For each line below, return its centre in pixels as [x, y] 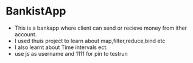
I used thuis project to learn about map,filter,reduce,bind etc [90, 41]
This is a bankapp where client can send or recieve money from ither [101, 28]
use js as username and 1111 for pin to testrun [71, 53]
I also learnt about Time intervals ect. [61, 47]
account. [26, 34]
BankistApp [36, 11]
